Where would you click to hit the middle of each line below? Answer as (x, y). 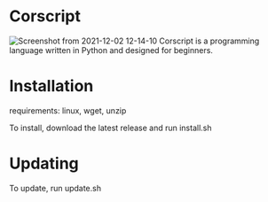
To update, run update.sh (55, 188)
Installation (51, 86)
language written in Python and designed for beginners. (111, 50)
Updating (44, 163)
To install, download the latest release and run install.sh (110, 128)
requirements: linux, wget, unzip (68, 110)
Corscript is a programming (209, 41)
